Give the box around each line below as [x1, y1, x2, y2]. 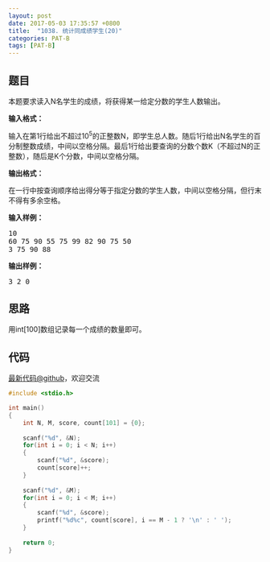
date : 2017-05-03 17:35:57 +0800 [8, 19, 121, 27]
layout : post [8, 11, 52, 20]
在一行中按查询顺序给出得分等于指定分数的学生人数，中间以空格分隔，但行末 [8, 185, 262, 195]
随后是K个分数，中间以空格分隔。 [32, 151, 144, 161]
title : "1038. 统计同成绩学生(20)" [8, 27, 123, 35]
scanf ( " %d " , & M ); [22, 486, 81, 494]
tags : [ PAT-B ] [8, 42, 56, 50]
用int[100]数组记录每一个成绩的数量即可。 [8, 324, 146, 334]
